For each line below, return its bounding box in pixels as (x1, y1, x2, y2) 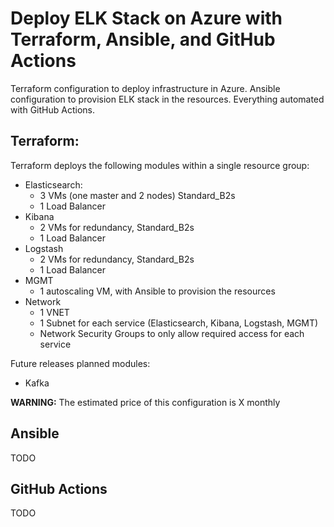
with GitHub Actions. (10, 103, 95, 116)
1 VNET (39, 306, 70, 318)
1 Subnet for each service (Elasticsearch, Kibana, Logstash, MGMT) (39, 317, 319, 329)
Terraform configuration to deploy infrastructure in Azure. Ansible (10, 82, 281, 94)
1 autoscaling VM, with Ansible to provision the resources (39, 285, 276, 297)
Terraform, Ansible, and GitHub (10, 28, 276, 51)
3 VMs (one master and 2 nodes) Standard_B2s (39, 189, 236, 201)
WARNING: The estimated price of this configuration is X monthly (10, 396, 281, 408)
